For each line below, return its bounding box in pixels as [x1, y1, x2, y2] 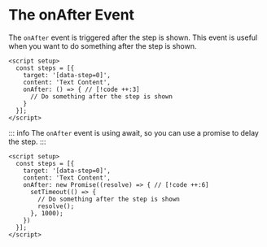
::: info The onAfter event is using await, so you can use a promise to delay [8, 128, 259, 137]
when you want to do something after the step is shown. [8, 41, 197, 50]
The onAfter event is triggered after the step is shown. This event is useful [8, 32, 258, 42]
